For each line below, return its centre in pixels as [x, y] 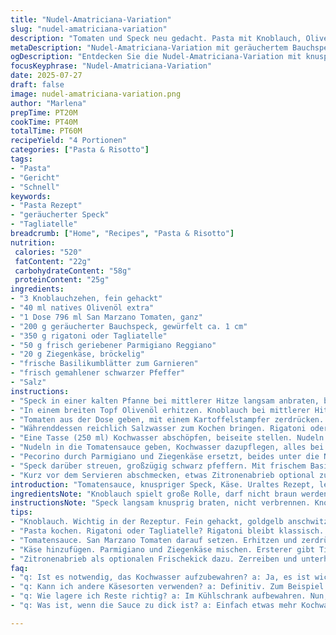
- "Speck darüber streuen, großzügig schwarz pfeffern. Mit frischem [158, 466]
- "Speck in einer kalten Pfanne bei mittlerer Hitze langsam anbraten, [165, 401]
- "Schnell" [35, 187]
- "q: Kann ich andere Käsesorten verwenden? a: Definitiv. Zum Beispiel [167, 587]
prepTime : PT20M [44, 112]
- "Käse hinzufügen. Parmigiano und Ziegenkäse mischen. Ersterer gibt [162, 549]
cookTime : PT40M [44, 122]
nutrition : [33, 242]
